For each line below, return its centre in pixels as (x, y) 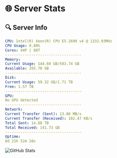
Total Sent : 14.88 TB (27, 123)
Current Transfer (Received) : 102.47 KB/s (49, 118)
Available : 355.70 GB (27, 68)
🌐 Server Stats (35, 9)
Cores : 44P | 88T (23, 50)
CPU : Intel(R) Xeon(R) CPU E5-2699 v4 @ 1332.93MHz (58, 41)
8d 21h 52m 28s (20, 141)
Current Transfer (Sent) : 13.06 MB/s (43, 114)
